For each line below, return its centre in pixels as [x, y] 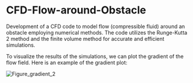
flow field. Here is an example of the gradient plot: [67, 63]
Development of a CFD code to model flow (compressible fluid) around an [96, 26]
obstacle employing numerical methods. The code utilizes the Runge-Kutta [97, 32]
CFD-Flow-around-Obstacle [76, 10]
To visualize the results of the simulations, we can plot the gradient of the [95, 56]
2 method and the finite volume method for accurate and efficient [85, 39]
